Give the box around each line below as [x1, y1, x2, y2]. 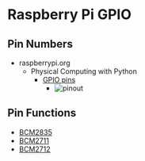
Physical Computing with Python [30, 67, 138, 76]
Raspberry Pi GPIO [7, 6, 132, 24]
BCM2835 [18, 127, 52, 136]
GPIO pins [42, 75, 76, 84]
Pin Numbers [7, 37, 73, 51]
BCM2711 [18, 136, 49, 145]
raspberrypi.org [18, 58, 71, 67]
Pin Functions [7, 106, 77, 120]
